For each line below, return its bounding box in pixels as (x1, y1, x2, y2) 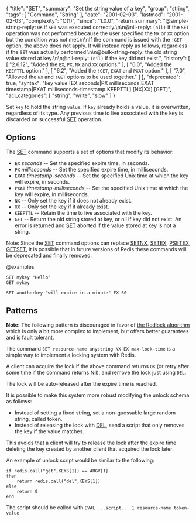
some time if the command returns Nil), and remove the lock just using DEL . (6, 369, 187, 376)
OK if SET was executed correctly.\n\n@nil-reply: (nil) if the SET (37, 23, 189, 30)
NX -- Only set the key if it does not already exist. (14, 197, 132, 204)
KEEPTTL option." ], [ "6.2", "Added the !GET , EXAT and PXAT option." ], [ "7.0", (6, 67, 186, 74)
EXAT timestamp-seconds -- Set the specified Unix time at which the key (14, 172, 189, 179)
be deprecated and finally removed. (6, 252, 92, 259)
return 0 (16, 488, 38, 494)
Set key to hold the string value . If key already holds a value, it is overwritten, (6, 104, 190, 110)
